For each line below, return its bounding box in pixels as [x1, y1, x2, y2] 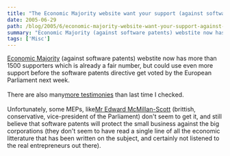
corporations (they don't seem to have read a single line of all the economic [7, 127, 220, 135]
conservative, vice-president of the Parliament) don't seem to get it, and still [7, 112, 222, 120]
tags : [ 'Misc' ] [7, 36, 51, 42]
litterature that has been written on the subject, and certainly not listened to [7, 134, 220, 142]
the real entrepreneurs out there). [7, 142, 101, 150]
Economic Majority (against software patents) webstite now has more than [7, 54, 217, 62]
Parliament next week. [7, 76, 70, 84]
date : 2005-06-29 [7, 16, 57, 23]
